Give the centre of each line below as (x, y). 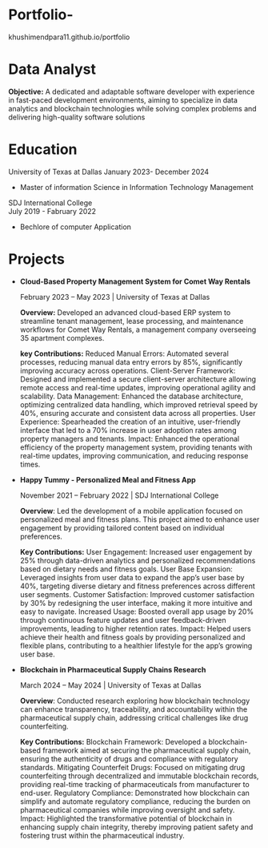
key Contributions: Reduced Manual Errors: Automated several (124, 353)
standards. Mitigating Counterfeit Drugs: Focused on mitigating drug (132, 767)
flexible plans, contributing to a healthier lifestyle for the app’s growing (136, 645)
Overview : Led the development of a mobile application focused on (131, 511)
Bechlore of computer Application (76, 227)
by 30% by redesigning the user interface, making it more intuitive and (136, 603)
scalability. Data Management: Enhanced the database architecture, (132, 396)
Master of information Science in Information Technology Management (136, 187)
